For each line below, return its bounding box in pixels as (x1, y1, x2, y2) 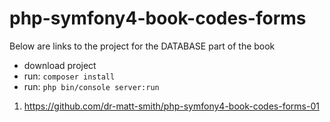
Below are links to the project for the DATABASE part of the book (9, 40, 276, 52)
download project (23, 59, 97, 71)
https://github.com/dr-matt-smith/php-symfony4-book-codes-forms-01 (23, 100, 320, 112)
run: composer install (23, 70, 116, 82)
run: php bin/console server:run (23, 80, 160, 92)
